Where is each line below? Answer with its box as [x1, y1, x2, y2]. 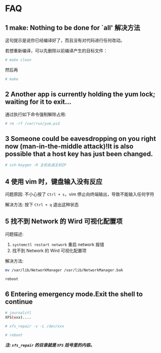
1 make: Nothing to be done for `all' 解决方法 [5, 23, 141, 32]
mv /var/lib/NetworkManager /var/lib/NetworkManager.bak [5, 268, 123, 273]
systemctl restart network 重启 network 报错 [12, 241, 104, 247]
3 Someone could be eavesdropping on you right [5, 135, 156, 143]
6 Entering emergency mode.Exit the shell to [5, 290, 143, 298]
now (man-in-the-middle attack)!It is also [5, 142, 134, 150]
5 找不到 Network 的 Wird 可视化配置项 [5, 217, 123, 226]
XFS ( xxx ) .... [5, 315, 32, 320]
